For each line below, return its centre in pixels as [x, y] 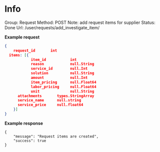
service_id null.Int [59, 69]
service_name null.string [49, 100]
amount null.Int [59, 78]
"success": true [30, 141]
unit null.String [62, 91]
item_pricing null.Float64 [63, 82]
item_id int [54, 59]
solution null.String [62, 73]
